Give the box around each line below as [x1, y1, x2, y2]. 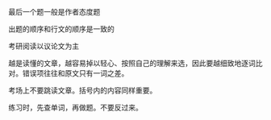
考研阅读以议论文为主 [8, 41, 79, 51]
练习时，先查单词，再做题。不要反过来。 [8, 103, 143, 112]
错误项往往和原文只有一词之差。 [22, 68, 129, 78]
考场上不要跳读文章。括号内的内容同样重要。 [8, 85, 157, 95]
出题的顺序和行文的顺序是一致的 [8, 24, 115, 34]
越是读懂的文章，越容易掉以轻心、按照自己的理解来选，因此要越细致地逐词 [8, 59, 256, 68]
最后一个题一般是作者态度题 [8, 7, 101, 16]
